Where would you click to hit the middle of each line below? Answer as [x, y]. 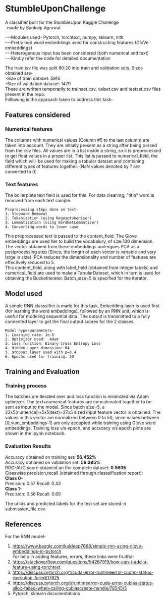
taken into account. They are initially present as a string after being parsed [81, 145]
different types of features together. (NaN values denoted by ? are [73, 166]
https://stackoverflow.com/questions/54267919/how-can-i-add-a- [80, 562]
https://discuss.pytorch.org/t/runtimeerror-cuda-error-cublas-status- [83, 583]
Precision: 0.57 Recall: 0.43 [33, 483]
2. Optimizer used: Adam [32, 339]
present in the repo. [25, 94]
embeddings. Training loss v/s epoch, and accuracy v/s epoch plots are [78, 428]
